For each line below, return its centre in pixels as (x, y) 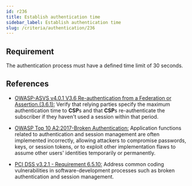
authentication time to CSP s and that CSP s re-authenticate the (90, 110)
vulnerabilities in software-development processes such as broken (95, 170)
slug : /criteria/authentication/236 (50, 28)
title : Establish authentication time (53, 17)
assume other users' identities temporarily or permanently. (85, 153)
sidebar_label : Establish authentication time (64, 22)
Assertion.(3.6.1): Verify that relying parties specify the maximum (92, 104)
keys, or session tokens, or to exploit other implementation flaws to (95, 146)
